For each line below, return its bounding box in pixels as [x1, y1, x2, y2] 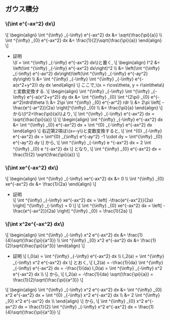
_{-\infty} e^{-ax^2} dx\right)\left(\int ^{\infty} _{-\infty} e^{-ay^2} [12, 70, 148, 76]
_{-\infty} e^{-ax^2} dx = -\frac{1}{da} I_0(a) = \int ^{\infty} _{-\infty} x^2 [12, 265, 162, 271]
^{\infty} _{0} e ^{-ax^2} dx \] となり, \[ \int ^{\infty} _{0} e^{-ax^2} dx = [12, 146, 161, 152]
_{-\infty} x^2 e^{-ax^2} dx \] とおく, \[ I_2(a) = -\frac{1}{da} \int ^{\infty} [12, 260, 163, 266]
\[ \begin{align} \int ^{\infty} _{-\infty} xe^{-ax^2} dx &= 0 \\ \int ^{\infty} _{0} [5, 175, 164, 181]
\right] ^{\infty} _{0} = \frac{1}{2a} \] [56, 208, 132, 214]
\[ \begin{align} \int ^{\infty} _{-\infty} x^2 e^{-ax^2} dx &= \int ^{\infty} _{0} [5, 287, 162, 293]
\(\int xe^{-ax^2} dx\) [5, 164, 58, 171]
